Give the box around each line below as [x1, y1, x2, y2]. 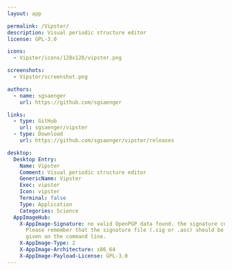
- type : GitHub [13, 118, 57, 125]
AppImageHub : [13, 214, 51, 221]
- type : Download [13, 131, 64, 138]
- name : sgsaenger [13, 92, 67, 99]
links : [7, 111, 26, 118]
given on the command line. [25, 233, 107, 240]
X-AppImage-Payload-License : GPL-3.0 [19, 252, 128, 260]
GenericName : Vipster [19, 175, 81, 182]
